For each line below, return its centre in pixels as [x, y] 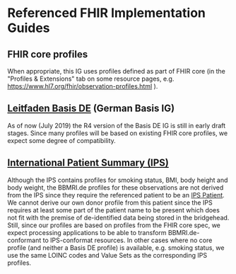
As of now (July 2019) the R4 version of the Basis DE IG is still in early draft [117, 125]
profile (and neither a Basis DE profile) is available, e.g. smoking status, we [116, 247]
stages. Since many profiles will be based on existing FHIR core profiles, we [118, 133]
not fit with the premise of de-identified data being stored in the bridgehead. [118, 217]
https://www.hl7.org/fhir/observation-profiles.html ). [83, 86]
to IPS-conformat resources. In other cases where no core [128, 240]
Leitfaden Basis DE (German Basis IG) [91, 109]
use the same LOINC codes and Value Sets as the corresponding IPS [107, 255]
